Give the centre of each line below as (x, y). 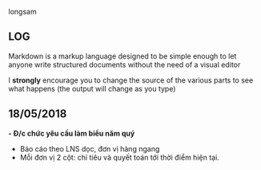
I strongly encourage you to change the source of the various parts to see (131, 80)
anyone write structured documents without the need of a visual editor (124, 64)
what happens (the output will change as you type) (92, 88)
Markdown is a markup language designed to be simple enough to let (122, 56)
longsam (23, 12)
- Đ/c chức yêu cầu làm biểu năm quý (72, 133)
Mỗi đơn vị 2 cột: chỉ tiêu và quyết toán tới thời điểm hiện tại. (120, 157)
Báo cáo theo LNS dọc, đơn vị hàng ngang (90, 148)
